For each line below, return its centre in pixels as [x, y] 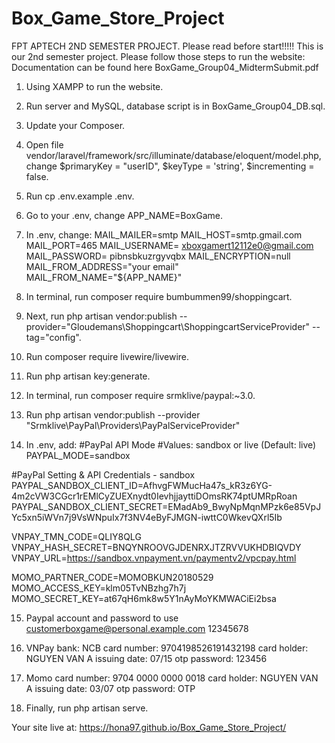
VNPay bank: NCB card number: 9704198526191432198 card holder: [167, 648]
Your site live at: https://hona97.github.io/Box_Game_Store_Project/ [149, 727]
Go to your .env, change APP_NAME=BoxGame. [124, 215]
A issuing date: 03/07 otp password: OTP [110, 688]
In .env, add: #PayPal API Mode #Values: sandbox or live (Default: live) [171, 444]
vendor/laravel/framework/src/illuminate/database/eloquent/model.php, [173, 155]
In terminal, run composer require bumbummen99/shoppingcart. [159, 296]
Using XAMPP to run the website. [94, 86]
